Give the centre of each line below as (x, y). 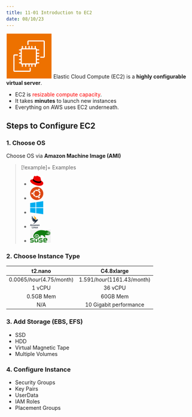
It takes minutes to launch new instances (65, 101)
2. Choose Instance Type (43, 256)
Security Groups (35, 382)
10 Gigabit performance (115, 305)
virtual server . (24, 83)
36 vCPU (115, 288)
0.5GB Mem (41, 296)
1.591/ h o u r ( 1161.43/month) (115, 280)
